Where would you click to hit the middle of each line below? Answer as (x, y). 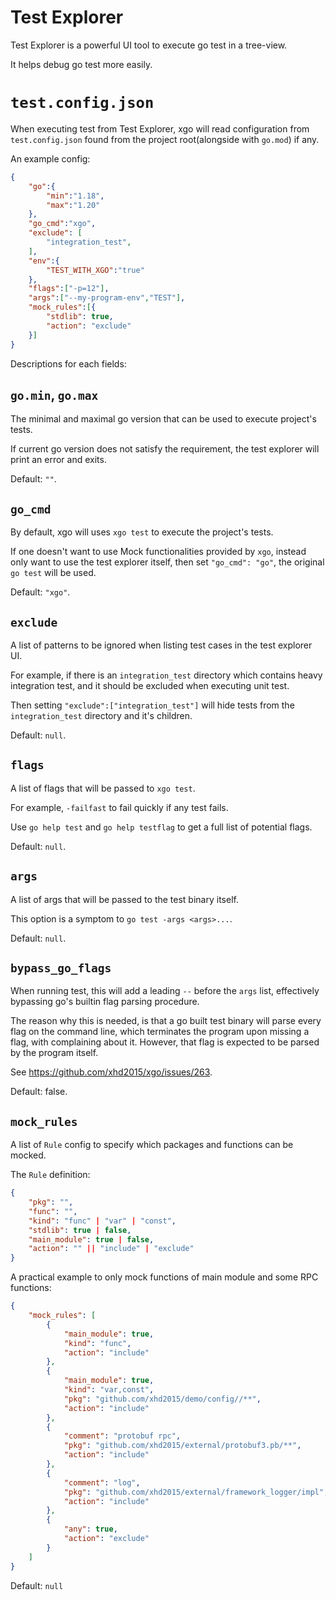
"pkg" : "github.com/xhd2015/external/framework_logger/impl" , (196, 1492)
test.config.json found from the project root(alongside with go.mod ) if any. (165, 139)
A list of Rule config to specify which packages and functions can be (152, 1145)
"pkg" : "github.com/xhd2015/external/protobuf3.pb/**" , (182, 1446)
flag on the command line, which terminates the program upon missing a (160, 1032)
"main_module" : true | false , (91, 1239)
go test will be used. (53, 573)
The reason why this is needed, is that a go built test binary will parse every (166, 1021)
